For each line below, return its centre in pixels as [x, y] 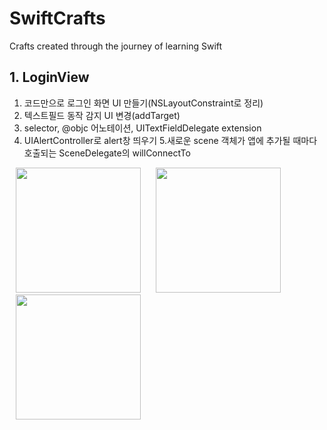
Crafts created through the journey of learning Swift [116, 46]
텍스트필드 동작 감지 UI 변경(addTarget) [102, 115]
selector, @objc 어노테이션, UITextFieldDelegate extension [142, 128]
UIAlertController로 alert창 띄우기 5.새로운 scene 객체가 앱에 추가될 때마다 [170, 140]
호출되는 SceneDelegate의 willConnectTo [107, 153]
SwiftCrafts [57, 18]
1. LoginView [49, 77]
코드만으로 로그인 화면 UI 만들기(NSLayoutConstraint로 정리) [143, 103]
